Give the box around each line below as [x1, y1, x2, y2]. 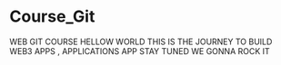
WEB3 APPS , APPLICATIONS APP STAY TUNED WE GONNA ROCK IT [9, 45, 270, 56]
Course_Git [9, 6, 95, 27]
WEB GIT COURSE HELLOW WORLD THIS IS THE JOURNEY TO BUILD [9, 36, 273, 47]
